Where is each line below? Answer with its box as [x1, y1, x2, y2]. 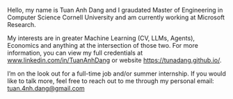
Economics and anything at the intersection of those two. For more [7, 42, 198, 49]
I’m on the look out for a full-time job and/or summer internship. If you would [7, 69, 226, 78]
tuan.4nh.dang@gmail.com [7, 84, 85, 92]
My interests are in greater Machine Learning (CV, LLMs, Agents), [7, 34, 195, 42]
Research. [7, 21, 36, 28]
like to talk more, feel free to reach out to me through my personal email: [7, 77, 214, 85]
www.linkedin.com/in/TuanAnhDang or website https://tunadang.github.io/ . [7, 56, 222, 64]
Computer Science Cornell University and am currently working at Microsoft [7, 13, 225, 21]
